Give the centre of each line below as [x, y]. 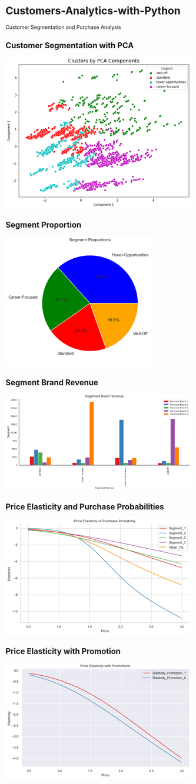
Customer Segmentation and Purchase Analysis [63, 27]
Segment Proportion [44, 225]
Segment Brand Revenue [52, 383]
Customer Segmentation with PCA [70, 46]
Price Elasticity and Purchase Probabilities [85, 507]
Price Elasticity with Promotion [63, 651]
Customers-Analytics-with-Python [93, 11]
